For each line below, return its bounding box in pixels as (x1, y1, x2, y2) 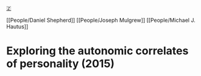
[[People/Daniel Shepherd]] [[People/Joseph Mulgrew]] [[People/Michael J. (6, 17, 196, 24)
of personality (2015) (6, 57, 115, 71)
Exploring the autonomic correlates (6, 44, 189, 58)
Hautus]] (6, 23, 29, 30)
